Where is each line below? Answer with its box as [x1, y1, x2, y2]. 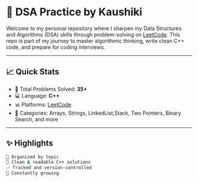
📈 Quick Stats [6, 67, 60, 77]
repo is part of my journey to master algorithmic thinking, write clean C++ [6, 37, 184, 44]
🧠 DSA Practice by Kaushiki [6, 5, 143, 19]
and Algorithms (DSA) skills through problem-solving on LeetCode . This [6, 31, 180, 38]
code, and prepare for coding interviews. [6, 44, 105, 51]
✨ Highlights [6, 138, 53, 148]
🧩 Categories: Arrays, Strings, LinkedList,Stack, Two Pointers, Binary [14, 109, 181, 117]
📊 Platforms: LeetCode [14, 101, 72, 108]
